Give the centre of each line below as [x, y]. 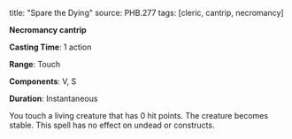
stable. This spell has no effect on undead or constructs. [112, 125]
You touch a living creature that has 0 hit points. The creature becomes [138, 116]
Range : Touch [35, 64]
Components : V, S [43, 81]
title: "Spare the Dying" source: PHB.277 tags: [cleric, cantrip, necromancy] [147, 13]
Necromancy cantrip [48, 30]
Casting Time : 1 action [50, 47]
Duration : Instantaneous [54, 98]
